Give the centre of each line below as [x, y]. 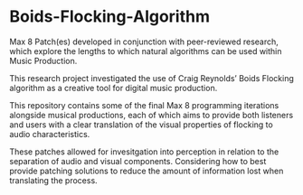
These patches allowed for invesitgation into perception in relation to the [144, 152]
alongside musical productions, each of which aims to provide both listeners [151, 115]
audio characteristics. [50, 134]
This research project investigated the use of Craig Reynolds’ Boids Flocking [151, 78]
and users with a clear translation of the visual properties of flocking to [141, 125]
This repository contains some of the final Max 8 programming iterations [144, 105]
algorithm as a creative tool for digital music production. [114, 88]
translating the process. [53, 180]
